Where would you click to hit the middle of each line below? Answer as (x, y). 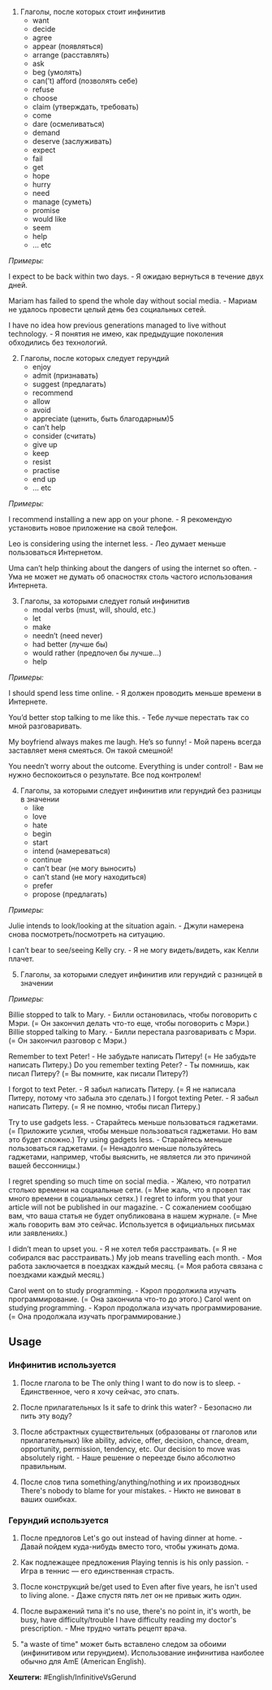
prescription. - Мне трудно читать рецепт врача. (104, 1628)
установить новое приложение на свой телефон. (93, 528)
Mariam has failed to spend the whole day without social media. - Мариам (133, 301)
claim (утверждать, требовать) (86, 106)
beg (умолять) (57, 72)
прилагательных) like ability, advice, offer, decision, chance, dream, (134, 1440)
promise (46, 210)
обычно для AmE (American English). (83, 1661)
